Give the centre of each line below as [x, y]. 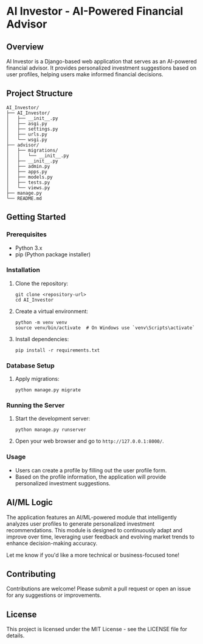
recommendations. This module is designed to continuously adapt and [95, 530]
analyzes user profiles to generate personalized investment [81, 524]
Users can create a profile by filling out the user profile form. [91, 470]
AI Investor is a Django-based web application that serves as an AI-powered [102, 61]
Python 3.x [29, 248]
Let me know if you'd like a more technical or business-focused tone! [93, 555]
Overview [25, 47]
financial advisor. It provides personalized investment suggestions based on [101, 68]
